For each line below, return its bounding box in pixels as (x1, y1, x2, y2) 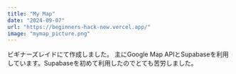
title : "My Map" (7, 10, 55, 18)
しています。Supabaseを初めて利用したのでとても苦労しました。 (7, 59, 198, 68)
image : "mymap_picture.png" (7, 30, 91, 37)
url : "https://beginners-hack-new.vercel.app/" (7, 23, 151, 30)
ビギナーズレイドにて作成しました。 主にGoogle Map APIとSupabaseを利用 (7, 50, 229, 58)
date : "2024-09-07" (7, 17, 65, 24)
